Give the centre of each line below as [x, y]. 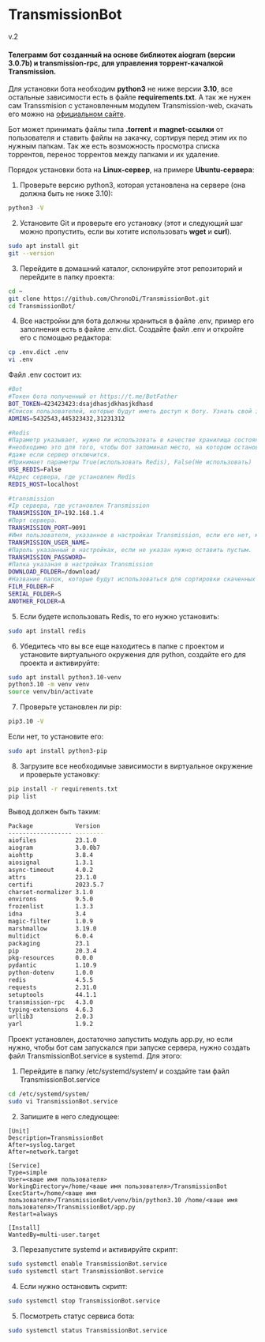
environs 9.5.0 [50, 899]
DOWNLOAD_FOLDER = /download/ [54, 572]
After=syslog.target [42, 1145]
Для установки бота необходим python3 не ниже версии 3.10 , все [121, 89]
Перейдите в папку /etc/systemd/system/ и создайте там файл [125, 1071]
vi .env [21, 360]
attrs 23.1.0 [52, 877]
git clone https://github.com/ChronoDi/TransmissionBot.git [109, 299]
